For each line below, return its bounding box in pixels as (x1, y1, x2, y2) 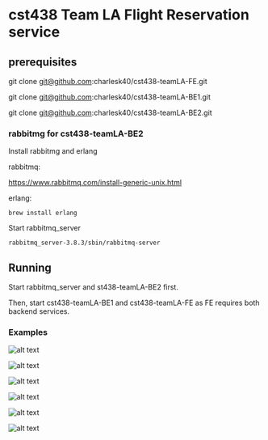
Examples (8, 327, 48, 338)
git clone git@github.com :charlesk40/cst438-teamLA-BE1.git (8, 92, 211, 102)
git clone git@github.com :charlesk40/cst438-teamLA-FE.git (8, 77, 207, 86)
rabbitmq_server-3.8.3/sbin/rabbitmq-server (8, 239, 161, 247)
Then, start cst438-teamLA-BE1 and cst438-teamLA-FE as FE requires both (8, 298, 260, 308)
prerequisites (8, 55, 77, 69)
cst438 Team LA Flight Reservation (8, 6, 250, 24)
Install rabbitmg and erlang (8, 146, 98, 156)
